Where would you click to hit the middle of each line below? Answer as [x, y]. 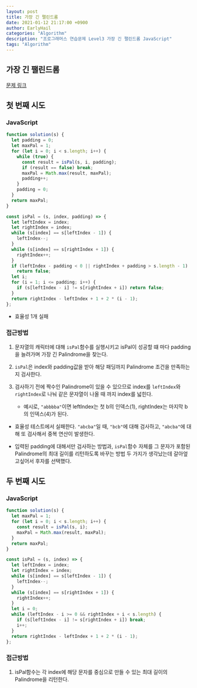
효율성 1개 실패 [31, 316]
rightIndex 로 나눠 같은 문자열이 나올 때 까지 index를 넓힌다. [84, 394]
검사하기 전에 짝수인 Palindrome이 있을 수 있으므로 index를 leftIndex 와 [98, 386]
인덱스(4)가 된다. [49, 414]
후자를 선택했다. [53, 461]
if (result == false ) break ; [57, 168]
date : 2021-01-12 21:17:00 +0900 [47, 22]
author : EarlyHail [29, 28]
